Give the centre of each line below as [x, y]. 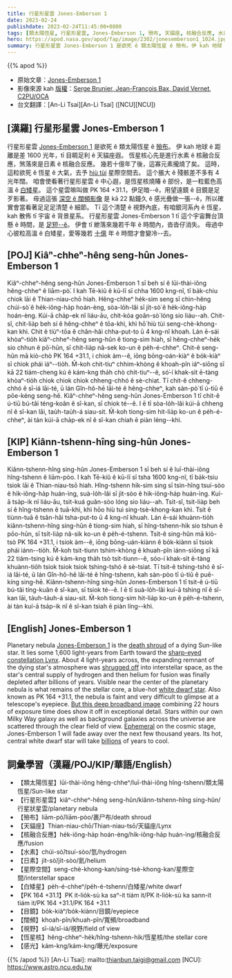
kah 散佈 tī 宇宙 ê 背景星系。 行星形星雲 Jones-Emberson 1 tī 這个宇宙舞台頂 [115, 216]
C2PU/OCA [33, 96]
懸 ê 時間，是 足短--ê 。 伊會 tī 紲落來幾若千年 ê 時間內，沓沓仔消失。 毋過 [112, 224]
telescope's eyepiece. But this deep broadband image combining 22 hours [113, 704]
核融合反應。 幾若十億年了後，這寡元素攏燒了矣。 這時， [143, 164]
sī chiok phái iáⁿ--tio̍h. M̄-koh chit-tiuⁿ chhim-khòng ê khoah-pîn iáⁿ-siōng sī [116, 364]
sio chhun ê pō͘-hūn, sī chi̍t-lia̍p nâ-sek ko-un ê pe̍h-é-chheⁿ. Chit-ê [104, 347]
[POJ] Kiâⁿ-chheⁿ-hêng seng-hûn [81, 255]
